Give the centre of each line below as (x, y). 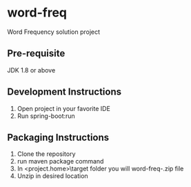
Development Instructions (64, 92)
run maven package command (60, 161)
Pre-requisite (36, 53)
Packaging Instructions (58, 137)
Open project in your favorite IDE (63, 108)
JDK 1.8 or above (31, 70)
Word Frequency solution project (54, 32)
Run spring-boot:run (46, 116)
